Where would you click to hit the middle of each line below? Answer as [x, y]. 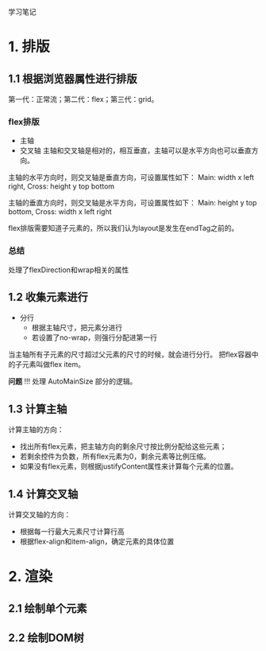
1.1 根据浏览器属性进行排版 [73, 78]
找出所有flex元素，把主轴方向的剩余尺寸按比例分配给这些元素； [123, 446]
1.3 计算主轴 [38, 409]
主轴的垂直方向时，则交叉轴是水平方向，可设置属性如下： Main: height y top [133, 203]
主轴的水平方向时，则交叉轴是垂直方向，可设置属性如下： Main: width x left [131, 177]
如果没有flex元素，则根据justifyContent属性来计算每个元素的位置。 [129, 466]
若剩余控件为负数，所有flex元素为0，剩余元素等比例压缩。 [115, 457]
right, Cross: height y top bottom [62, 186]
